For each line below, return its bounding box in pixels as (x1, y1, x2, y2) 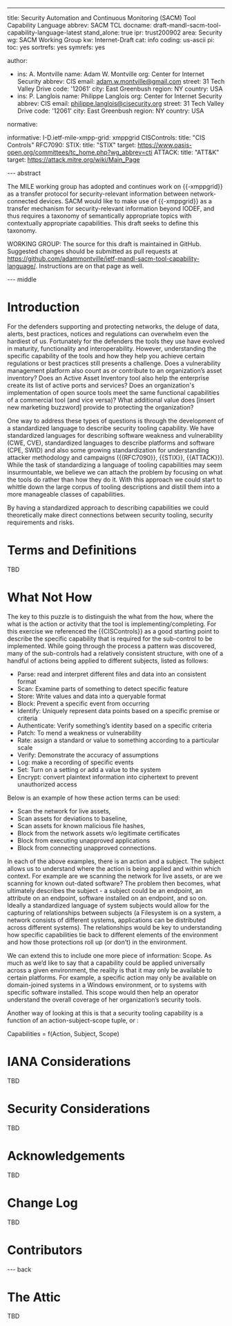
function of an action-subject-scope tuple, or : (7, 1016, 139, 1024)
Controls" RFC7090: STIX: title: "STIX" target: (7, 141, 137, 149)
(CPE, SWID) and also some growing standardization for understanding (7, 445, 209, 454)
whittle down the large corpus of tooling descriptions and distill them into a (7, 482, 220, 491)
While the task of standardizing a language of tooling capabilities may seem (7, 461, 222, 469)
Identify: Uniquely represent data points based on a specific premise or (17, 706, 220, 715)
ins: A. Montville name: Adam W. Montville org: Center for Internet (17, 70, 205, 78)
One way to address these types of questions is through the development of (7, 416, 224, 425)
